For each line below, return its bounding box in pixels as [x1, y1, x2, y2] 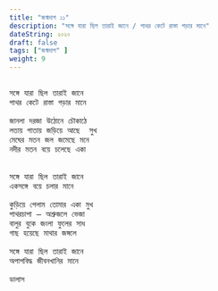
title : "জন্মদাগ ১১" [9, 12, 70, 22]
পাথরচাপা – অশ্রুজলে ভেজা [9, 209, 85, 219]
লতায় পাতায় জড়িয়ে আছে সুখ [9, 126, 97, 135]
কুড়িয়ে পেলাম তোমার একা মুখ [9, 200, 94, 210]
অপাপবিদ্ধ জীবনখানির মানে [9, 256, 79, 266]
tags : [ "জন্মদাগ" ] [9, 46, 69, 55]
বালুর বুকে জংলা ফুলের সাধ [9, 219, 86, 229]
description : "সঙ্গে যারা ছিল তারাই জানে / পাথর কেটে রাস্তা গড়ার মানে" [9, 21, 210, 30]
